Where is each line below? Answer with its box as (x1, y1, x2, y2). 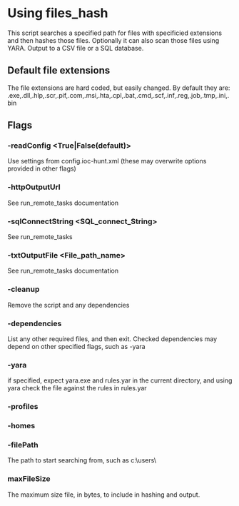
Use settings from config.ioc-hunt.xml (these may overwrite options (7, 157, 207, 166)
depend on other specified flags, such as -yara (7, 342, 146, 350)
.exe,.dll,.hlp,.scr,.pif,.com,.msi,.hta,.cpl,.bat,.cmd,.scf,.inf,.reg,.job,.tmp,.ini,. (7, 91, 230, 99)
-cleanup (7, 284, 40, 294)
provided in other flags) (7, 164, 76, 173)
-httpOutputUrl (7, 182, 61, 192)
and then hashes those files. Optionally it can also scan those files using (7, 36, 220, 44)
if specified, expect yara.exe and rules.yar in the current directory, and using (7, 376, 233, 385)
